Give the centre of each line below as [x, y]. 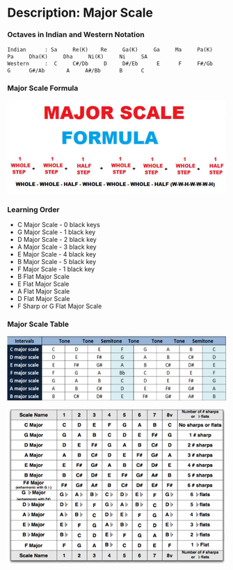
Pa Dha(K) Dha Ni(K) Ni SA [78, 57]
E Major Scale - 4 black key [57, 254]
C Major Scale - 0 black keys [59, 225]
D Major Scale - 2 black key [57, 240]
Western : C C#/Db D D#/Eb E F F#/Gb [110, 64]
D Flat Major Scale [43, 299]
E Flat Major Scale [43, 284]
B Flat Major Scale [43, 277]
